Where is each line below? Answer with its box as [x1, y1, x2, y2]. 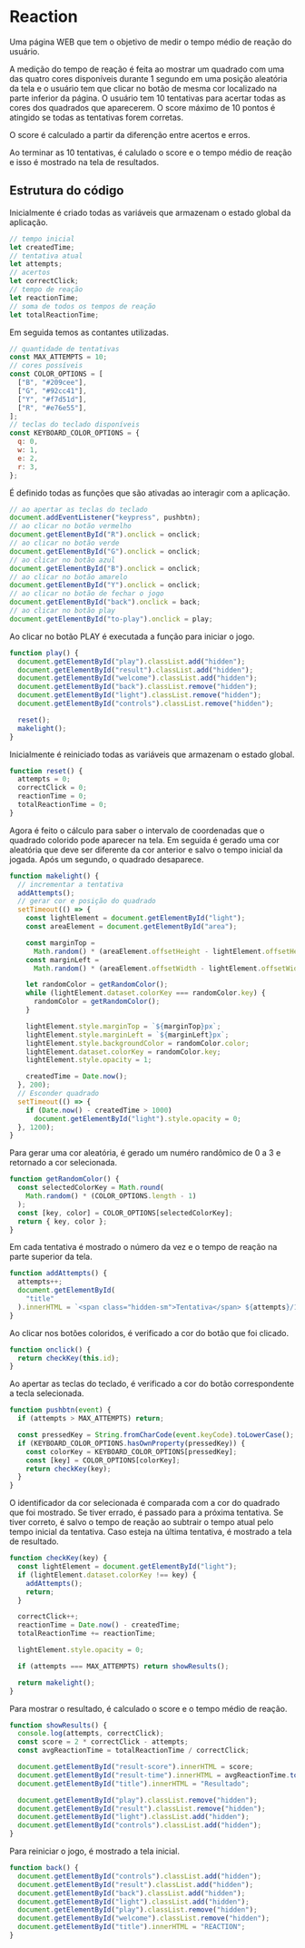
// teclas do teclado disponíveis [9, 420, 141, 429]
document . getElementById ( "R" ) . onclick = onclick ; [9, 530, 202, 539]
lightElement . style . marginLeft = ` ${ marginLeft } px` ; [25, 1030, 230, 1039]
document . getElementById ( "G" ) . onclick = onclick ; [9, 546, 202, 556]
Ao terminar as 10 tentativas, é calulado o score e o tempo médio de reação [9, 147, 292, 158]
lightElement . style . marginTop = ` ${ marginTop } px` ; [25, 1021, 221, 1031]
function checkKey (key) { [9, 1554, 107, 1563]
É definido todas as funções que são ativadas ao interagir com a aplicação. [9, 487, 290, 498]
